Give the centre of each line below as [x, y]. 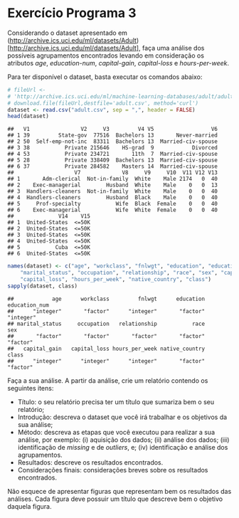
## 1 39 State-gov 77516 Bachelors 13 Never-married [113, 136]
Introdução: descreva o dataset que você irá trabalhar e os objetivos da [122, 417]
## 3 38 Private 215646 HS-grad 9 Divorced [113, 148]
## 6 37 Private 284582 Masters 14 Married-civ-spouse [113, 166]
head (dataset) [28, 116]
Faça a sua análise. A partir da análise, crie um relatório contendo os [108, 380]
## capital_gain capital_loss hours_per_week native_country [106, 349]
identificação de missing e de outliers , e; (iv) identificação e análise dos [123, 447]
